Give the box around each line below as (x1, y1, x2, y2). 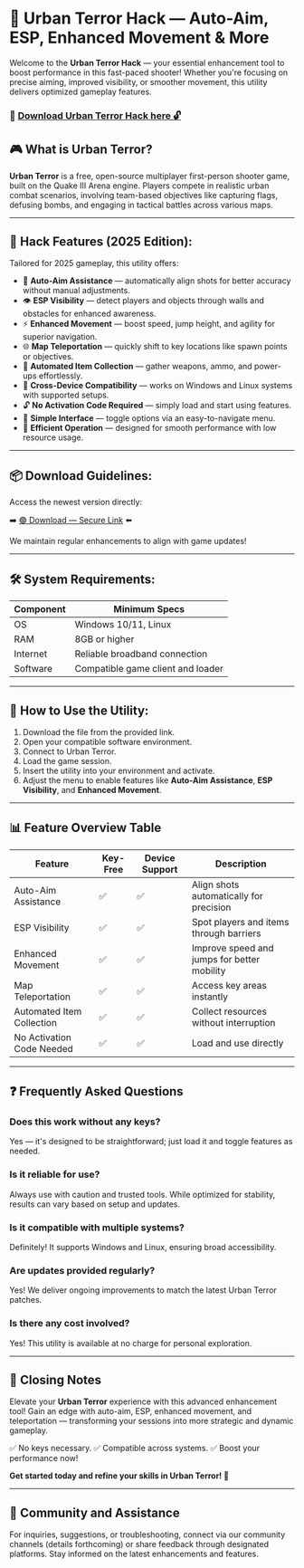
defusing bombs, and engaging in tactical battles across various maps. (9, 199, 273, 210)
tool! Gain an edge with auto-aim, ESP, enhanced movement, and (9, 1406, 252, 1417)
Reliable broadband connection (74, 647, 208, 660)
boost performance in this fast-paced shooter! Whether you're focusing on (9, 67, 289, 78)
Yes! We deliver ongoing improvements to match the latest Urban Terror (9, 1285, 278, 1296)
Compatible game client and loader (74, 663, 224, 675)
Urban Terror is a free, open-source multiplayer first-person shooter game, (9, 170, 290, 181)
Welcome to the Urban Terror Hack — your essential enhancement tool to (9, 57, 285, 68)
